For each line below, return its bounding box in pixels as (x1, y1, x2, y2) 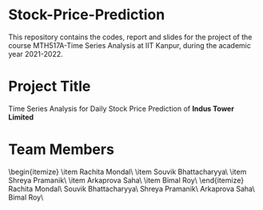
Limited (8, 112, 34, 122)
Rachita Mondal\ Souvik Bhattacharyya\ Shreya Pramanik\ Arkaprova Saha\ (8, 184, 256, 193)
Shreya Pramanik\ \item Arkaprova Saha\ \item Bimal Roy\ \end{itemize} (8, 175, 245, 185)
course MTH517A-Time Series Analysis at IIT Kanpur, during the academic (8, 40, 252, 50)
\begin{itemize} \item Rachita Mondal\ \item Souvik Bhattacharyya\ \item (8, 167, 247, 176)
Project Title (8, 78, 91, 95)
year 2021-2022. (8, 49, 64, 59)
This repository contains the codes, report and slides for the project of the (8, 32, 253, 42)
